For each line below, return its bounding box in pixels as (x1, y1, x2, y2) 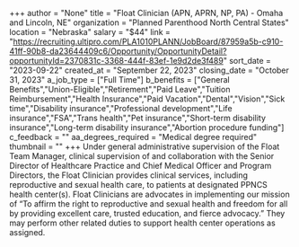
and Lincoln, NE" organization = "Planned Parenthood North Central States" (9, 17, 289, 28)
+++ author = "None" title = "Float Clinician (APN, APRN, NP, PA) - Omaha (9, 8, 284, 18)
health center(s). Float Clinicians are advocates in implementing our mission (9, 189, 290, 199)
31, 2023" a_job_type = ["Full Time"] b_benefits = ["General (9, 75, 231, 84)
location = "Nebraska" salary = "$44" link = (9, 27, 171, 37)
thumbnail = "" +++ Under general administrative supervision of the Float (9, 141, 280, 152)
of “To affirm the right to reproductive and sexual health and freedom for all (9, 198, 288, 209)
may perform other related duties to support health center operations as (9, 217, 276, 228)
